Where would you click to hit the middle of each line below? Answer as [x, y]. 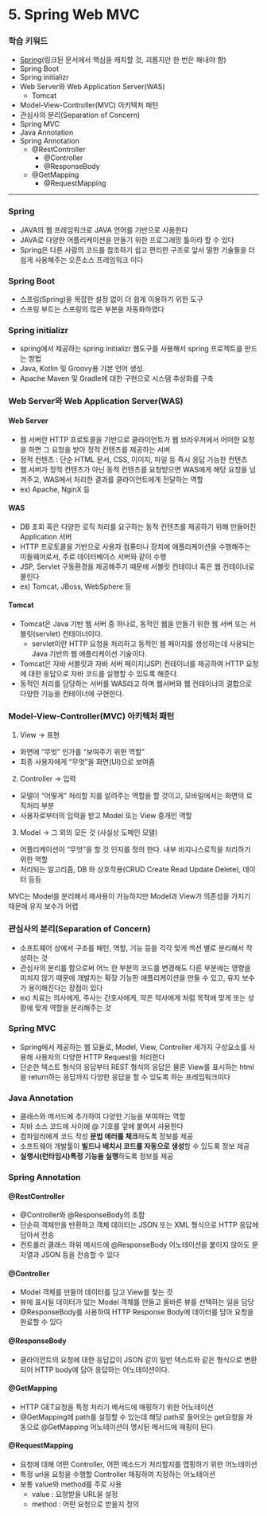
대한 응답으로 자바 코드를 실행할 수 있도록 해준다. [103, 673]
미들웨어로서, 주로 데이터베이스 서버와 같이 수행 [93, 556]
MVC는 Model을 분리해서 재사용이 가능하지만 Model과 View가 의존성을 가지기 [130, 896]
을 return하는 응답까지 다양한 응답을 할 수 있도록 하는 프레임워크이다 [125, 1076]
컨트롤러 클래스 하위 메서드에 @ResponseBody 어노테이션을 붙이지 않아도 [135, 1245]
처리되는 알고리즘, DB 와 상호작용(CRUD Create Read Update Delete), [130, 869]
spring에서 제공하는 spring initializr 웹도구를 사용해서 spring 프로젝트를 [131, 349]
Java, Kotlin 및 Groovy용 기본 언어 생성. [82, 369]
